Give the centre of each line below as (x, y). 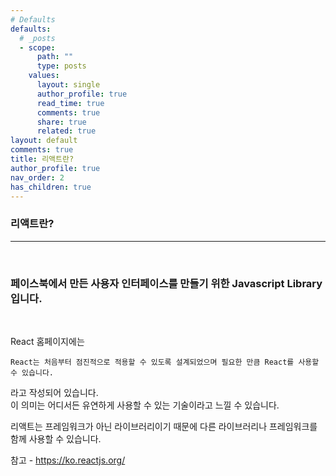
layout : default (44, 141)
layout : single (68, 85)
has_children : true (51, 187)
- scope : (37, 47)
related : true (66, 131)
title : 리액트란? (42, 159)
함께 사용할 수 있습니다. (56, 438)
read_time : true (70, 103)
